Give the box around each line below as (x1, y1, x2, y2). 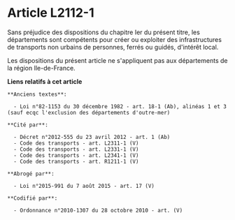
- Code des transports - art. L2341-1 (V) (13, 152, 139, 159)
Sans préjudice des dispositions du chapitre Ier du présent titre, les (7, 28, 201, 36)
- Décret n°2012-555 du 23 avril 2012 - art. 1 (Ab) (13, 133, 171, 140)
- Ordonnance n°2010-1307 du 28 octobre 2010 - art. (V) (13, 207, 183, 214)
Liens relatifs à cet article (7, 77, 83, 85)
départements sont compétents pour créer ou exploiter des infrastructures (7, 35, 222, 43)
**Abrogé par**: (7, 170, 55, 177)
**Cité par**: (7, 121, 49, 129)
